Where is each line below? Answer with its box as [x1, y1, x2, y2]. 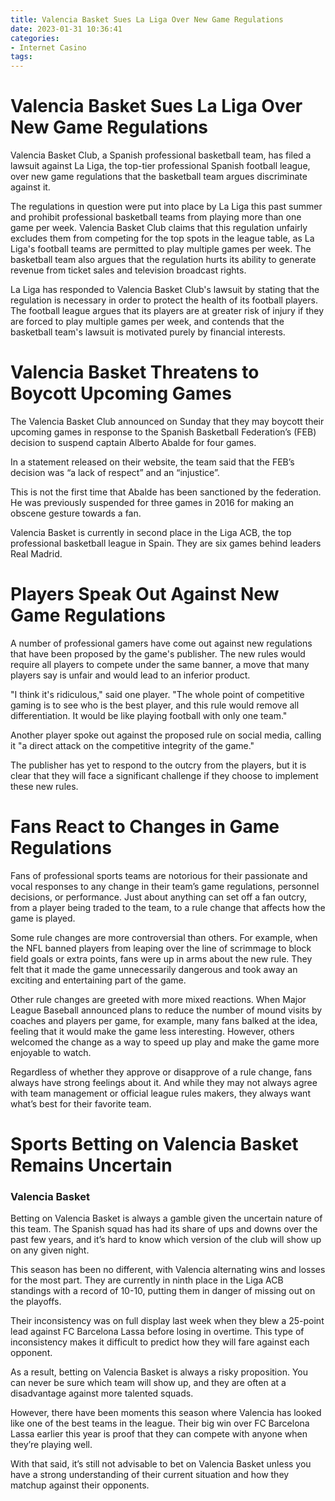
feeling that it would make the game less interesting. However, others [10, 1025, 295, 1037]
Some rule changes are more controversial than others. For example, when [10, 931, 318, 943]
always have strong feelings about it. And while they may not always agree [10, 1076, 318, 1088]
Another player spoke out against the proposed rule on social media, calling [10, 729, 322, 741]
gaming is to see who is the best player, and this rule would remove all [10, 699, 300, 711]
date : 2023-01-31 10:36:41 [10, 24, 123, 34]
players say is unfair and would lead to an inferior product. [10, 669, 251, 681]
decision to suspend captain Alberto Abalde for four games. [10, 437, 257, 448]
